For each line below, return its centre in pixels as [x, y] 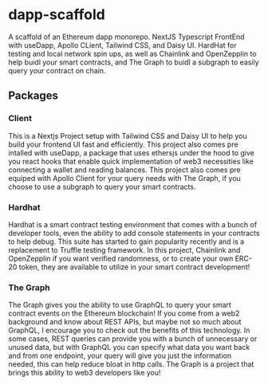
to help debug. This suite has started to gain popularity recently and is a [126, 242]
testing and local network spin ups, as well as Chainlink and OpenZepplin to [132, 53]
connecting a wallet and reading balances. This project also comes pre [124, 170]
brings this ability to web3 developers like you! [85, 373]
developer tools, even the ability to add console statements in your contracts [134, 233]
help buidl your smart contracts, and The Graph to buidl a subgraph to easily [134, 62]
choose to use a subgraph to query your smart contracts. [102, 187]
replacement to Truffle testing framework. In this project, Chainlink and [124, 249]
